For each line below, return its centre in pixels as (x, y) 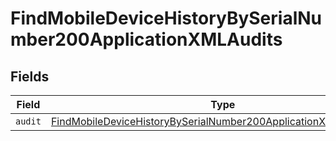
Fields (30, 76)
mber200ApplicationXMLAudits (146, 39)
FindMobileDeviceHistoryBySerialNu (166, 18)
